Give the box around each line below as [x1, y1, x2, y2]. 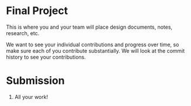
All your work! [14, 93, 48, 100]
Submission [6, 74, 65, 87]
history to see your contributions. [6, 53, 86, 60]
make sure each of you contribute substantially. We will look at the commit [6, 47, 185, 54]
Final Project [6, 4, 68, 18]
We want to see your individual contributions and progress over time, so [6, 41, 179, 48]
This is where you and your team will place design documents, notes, [6, 23, 173, 30]
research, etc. [6, 29, 40, 36]
